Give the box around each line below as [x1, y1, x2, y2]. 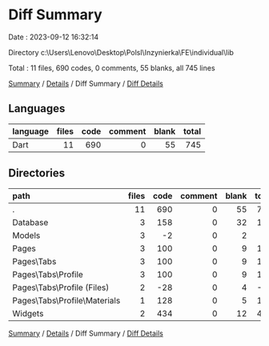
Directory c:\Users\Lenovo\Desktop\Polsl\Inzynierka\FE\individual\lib [8, 47, 235, 57]
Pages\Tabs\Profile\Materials [12, 295, 121, 306]
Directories [8, 167, 66, 180]
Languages [8, 102, 66, 115]
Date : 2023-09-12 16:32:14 [8, 32, 98, 42]
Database [12, 216, 49, 227]
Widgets [12, 308, 44, 319]
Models [12, 230, 41, 241]
